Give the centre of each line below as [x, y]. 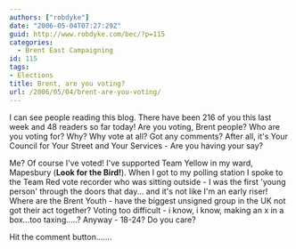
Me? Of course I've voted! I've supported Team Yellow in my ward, [132, 163]
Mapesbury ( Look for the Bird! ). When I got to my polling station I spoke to [146, 172]
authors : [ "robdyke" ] [49, 17]
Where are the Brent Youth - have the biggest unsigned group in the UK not [148, 200]
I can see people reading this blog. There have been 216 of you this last [140, 117]
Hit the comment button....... [61, 237]
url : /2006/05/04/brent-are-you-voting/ [86, 92]
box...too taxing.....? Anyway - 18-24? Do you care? [103, 220]
